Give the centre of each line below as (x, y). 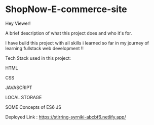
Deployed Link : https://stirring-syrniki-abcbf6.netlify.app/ (66, 117)
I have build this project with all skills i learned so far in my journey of (77, 43)
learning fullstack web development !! (44, 48)
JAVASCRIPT (19, 88)
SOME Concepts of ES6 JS (33, 107)
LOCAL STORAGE (24, 97)
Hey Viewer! (18, 23)
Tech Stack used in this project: (38, 58)
